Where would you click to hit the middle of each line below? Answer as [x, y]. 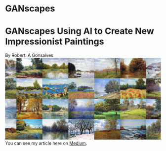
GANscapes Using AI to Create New [80, 31]
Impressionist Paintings [55, 42]
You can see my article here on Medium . [46, 143]
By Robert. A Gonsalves [29, 55]
